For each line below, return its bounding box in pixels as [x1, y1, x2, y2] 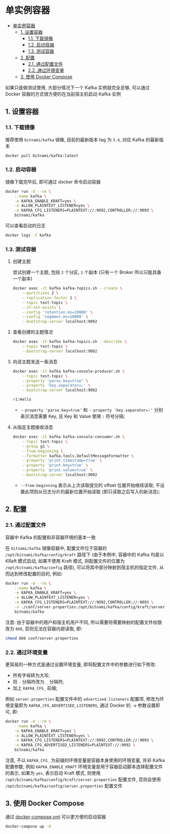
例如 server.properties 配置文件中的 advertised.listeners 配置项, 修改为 [5, 696, 160, 702]
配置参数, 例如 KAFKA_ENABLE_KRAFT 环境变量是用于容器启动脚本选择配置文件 [5, 763, 163, 770]
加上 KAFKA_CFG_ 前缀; [12, 685, 58, 691]
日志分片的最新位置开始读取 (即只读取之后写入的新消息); [42, 489, 160, 495]
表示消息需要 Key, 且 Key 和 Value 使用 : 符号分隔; [20, 413, 125, 420]
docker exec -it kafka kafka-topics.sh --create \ [12, 286, 123, 291]
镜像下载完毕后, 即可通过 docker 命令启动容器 [5, 178, 101, 184]
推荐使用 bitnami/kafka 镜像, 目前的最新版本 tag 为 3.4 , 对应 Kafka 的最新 [5, 136, 159, 143]
